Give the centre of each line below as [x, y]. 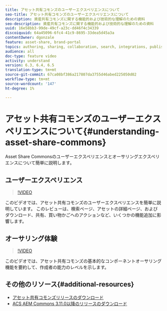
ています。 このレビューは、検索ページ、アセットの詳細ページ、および [86, 209]
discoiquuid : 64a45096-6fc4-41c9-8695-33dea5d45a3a [60, 33]
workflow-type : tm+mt [28, 79]
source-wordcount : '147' [31, 84]
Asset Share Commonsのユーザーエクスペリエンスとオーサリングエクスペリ [83, 157]
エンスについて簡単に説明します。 [40, 163]
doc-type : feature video [31, 56]
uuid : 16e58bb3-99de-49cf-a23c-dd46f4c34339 [52, 28]
